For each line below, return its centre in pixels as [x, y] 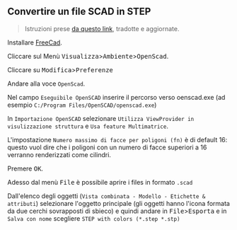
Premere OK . [25, 168]
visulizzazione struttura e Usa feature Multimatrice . [88, 126]
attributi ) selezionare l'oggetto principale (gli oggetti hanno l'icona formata [118, 203]
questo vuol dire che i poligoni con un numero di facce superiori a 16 [107, 147]
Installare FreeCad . [35, 42]
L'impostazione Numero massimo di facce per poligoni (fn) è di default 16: [117, 139]
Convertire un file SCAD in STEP [79, 12]
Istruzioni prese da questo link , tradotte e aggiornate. [102, 28]
